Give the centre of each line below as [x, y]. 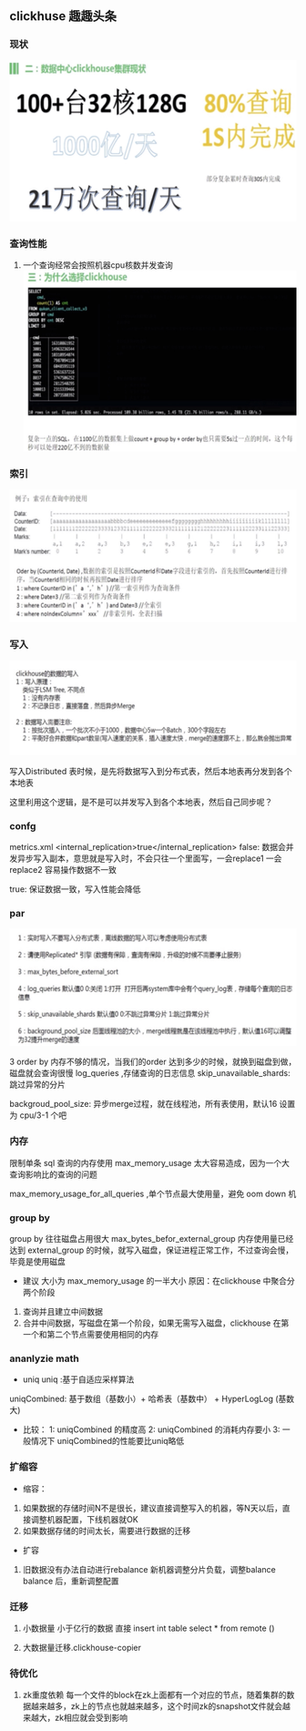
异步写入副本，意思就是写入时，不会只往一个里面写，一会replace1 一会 [149, 858]
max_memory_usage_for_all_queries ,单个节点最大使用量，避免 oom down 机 [153, 1193]
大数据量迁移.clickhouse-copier [82, 1647]
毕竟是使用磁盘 [37, 1262]
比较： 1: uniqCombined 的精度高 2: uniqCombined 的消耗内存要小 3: [151, 1429]
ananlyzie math [44, 1358]
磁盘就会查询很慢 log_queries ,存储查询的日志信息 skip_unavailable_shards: [150, 1073]
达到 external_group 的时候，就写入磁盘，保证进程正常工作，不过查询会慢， [152, 1250]
